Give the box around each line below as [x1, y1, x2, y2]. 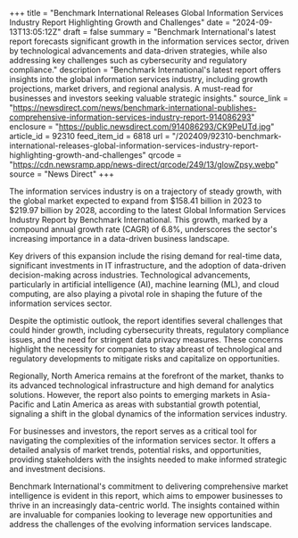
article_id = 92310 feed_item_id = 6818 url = [9, 131, 170, 141]
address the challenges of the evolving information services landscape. [9, 519, 272, 529]
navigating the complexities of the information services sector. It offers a [9, 435, 277, 445]
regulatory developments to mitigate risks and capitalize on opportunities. [9, 353, 280, 364]
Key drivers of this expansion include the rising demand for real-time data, [9, 251, 283, 261]
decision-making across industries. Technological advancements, [9, 269, 252, 280]
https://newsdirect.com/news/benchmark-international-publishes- [12, 103, 257, 112]
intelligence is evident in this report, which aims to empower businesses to [9, 491, 284, 501]
